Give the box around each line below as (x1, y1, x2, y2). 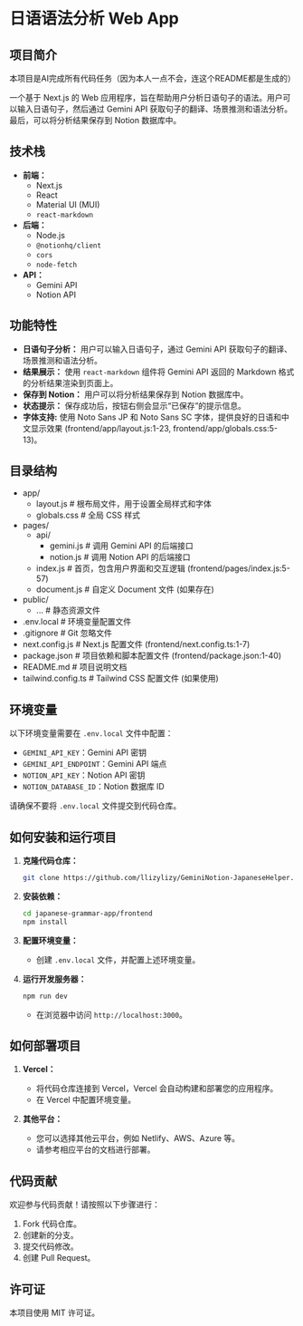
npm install (22, 917, 68, 926)
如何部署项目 (9, 1038, 81, 1053)
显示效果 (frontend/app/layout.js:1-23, (30, 422, 172, 433)
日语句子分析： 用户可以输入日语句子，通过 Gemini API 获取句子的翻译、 (22, 344, 292, 354)
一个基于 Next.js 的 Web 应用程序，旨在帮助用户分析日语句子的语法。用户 (9, 92, 283, 102)
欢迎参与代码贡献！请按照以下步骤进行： (9, 1199, 160, 1210)
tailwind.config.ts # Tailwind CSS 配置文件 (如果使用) (22, 673, 219, 684)
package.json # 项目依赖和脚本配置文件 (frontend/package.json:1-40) (22, 650, 282, 662)
